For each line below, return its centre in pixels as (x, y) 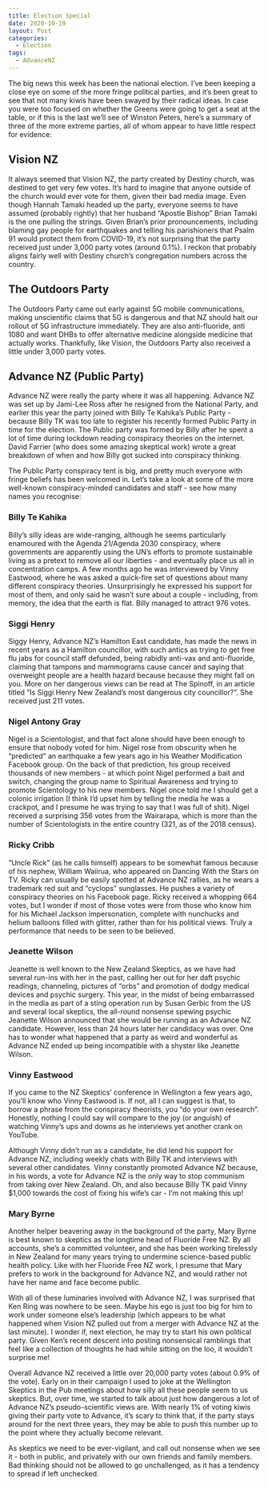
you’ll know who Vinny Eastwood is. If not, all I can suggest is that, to (122, 1101)
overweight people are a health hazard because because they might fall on (132, 675)
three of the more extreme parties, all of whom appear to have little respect (132, 126)
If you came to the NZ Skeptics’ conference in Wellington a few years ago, (130, 1092)
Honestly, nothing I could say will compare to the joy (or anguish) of (120, 1118)
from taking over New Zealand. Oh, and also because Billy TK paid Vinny (128, 1184)
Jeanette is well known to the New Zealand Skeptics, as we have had (122, 969)
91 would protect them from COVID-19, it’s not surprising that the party (124, 238)
